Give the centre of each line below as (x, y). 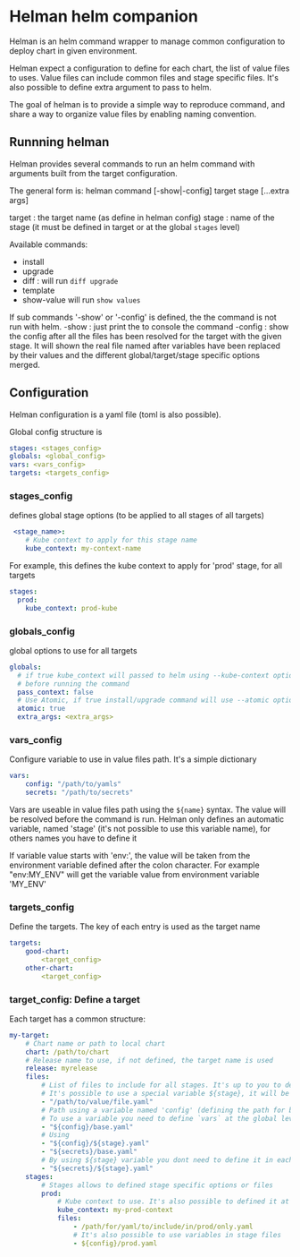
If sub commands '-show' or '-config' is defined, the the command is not (143, 317)
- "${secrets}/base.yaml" (90, 1152)
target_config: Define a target (75, 999)
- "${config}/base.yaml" (87, 1127)
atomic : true (42, 709)
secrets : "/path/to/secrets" (79, 793)
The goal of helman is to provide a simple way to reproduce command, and (147, 104)
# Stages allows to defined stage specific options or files (158, 1185)
